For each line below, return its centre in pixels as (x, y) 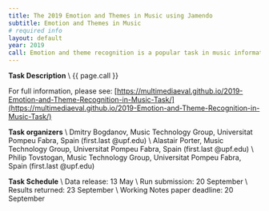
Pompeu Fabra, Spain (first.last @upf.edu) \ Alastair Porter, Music (116, 140)
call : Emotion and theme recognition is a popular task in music (119, 53)
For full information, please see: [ (63, 91)
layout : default (35, 38)
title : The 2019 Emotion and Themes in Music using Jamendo (111, 16)
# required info (35, 30)
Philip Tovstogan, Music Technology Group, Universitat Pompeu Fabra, (125, 157)
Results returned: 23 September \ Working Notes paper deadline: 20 (121, 190)
